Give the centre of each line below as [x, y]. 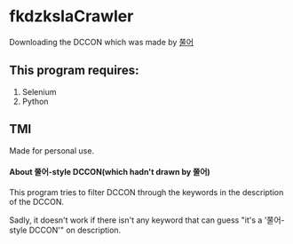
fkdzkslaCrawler [71, 16]
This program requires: [74, 71]
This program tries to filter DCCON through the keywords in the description [146, 192]
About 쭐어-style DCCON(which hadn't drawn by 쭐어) [110, 172]
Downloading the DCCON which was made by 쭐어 [101, 42]
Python [35, 101]
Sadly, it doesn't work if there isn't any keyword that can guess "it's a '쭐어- [147, 220]
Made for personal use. [52, 150]
